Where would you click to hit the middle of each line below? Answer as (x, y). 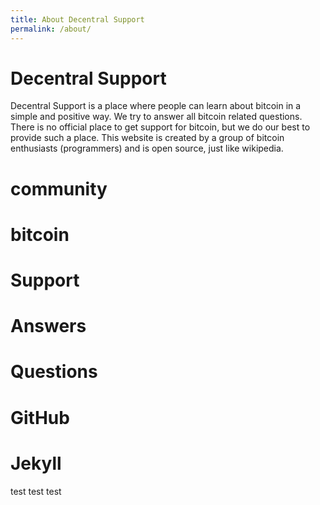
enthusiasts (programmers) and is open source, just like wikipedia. (147, 148)
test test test (36, 491)
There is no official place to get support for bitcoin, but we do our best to (160, 127)
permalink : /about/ (51, 29)
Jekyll (36, 463)
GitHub (40, 417)
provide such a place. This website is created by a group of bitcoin (147, 138)
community (59, 188)
